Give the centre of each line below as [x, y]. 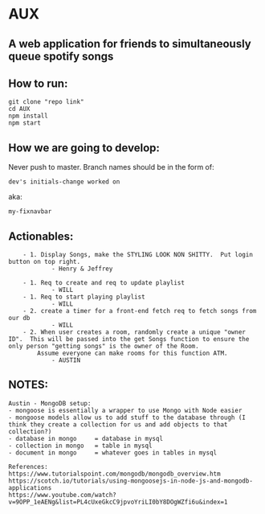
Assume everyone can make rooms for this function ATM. [132, 354]
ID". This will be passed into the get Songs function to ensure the [129, 339]
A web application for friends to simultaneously [130, 44]
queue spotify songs [61, 56]
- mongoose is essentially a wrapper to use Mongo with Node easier [125, 410]
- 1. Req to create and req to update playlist [104, 283]
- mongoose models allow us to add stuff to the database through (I [127, 417]
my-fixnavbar [30, 212]
